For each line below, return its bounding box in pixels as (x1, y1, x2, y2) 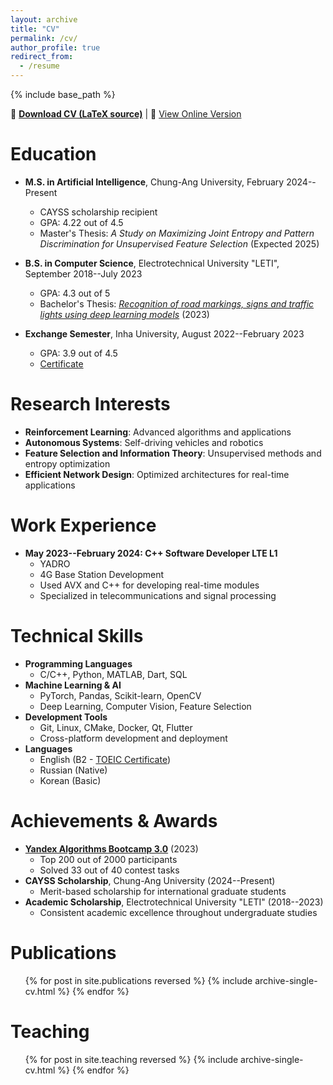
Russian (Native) (39, 764, 108, 776)
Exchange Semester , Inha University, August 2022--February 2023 (24, 327, 305, 340)
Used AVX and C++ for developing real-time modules (39, 579, 260, 591)
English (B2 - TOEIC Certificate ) (39, 753, 172, 765)
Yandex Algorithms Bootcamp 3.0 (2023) (24, 842, 199, 855)
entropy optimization (24, 457, 111, 470)
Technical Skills (10, 625, 144, 647)
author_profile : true (10, 42, 101, 53)
